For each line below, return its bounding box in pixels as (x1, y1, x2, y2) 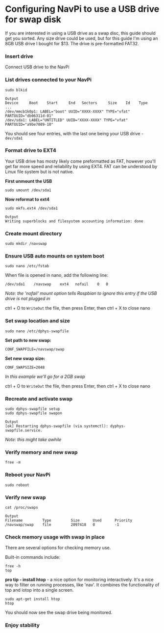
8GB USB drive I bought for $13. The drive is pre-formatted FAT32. (5, 40, 140, 46)
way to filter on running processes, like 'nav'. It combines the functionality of (5, 582, 160, 588)
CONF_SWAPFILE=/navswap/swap (5, 346, 65, 352)
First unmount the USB (5, 178, 52, 184)
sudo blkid (5, 87, 27, 92)
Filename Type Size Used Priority (5, 518, 133, 523)
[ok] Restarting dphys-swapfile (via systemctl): (5, 424, 109, 429)
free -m (5, 460, 21, 465)
